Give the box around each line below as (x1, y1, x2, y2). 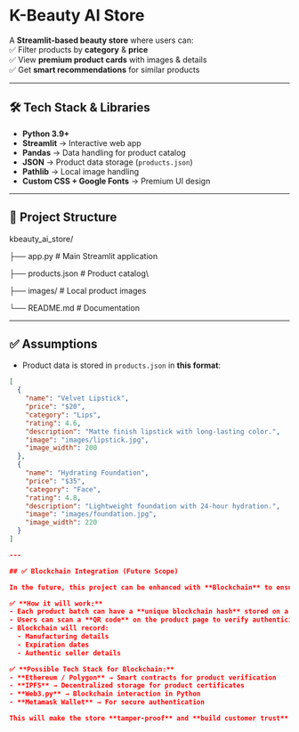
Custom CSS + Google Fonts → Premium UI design (21, 175, 211, 186)
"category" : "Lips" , (25, 411, 101, 419)
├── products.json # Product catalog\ (9, 268, 149, 279)
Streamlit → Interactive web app (21, 137, 142, 148)
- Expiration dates (17, 640, 90, 649)
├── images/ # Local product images (9, 285, 147, 296)
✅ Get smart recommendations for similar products (9, 64, 200, 75)
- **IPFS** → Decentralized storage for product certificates (9, 681, 245, 690)
